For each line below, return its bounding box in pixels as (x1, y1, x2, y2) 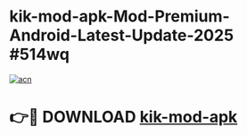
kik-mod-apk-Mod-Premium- (9, 6, 230, 27)
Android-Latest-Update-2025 (9, 25, 235, 46)
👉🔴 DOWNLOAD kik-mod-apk (9, 107, 238, 127)
